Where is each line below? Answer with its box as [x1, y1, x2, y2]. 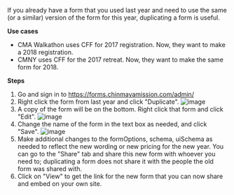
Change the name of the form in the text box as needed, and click [17, 120, 207, 128]
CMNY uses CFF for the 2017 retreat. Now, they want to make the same [17, 55, 224, 64]
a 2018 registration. [17, 48, 74, 56]
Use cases [7, 27, 39, 35]
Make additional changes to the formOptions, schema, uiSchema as [17, 135, 213, 143]
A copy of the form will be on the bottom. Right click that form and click [17, 105, 224, 113]
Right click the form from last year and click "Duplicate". [17, 97, 179, 106]
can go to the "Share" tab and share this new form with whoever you [17, 150, 216, 158]
